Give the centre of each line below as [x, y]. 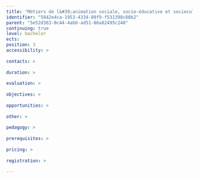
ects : [13, 39]
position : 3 [21, 45]
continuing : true [28, 28]
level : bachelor [26, 34]
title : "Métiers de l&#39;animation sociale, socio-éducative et [88, 12]
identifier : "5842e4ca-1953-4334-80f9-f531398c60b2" [73, 17]
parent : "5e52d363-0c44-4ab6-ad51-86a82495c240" [67, 23]
